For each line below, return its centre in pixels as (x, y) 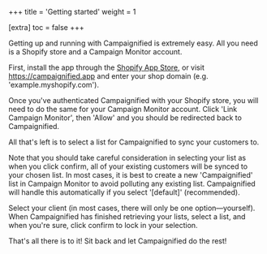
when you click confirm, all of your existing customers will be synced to (128, 166)
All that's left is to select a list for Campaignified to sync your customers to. (134, 142)
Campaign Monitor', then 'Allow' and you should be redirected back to (125, 118)
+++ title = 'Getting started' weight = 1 (72, 12)
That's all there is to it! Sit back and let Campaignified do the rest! (118, 241)
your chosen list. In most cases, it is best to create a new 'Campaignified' (131, 175)
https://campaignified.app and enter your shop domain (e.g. (108, 76)
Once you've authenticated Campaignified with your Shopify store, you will (133, 100)
